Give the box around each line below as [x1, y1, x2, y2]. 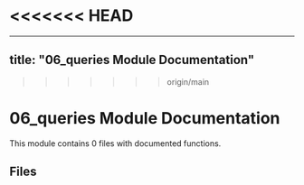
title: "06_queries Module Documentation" [9, 52, 255, 68]
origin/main [166, 76, 210, 87]
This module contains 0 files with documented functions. [9, 137, 222, 149]
